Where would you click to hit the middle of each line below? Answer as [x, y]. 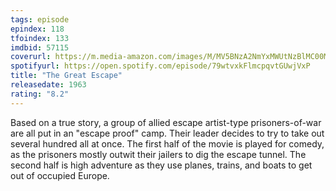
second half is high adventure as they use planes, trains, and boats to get [161, 165]
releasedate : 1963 [48, 85]
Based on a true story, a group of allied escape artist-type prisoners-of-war [166, 122]
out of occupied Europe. [60, 175]
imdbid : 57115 [40, 47]
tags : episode [40, 19]
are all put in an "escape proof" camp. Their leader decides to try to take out [167, 133]
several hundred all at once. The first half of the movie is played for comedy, [167, 143]
